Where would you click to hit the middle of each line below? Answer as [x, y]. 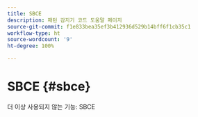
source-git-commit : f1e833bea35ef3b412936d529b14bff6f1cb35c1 [99, 26]
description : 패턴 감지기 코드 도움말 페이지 [65, 20]
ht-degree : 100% [31, 46]
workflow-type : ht [34, 33]
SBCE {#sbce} [49, 87]
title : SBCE [24, 14]
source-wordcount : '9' [40, 40]
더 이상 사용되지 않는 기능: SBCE [51, 107]
